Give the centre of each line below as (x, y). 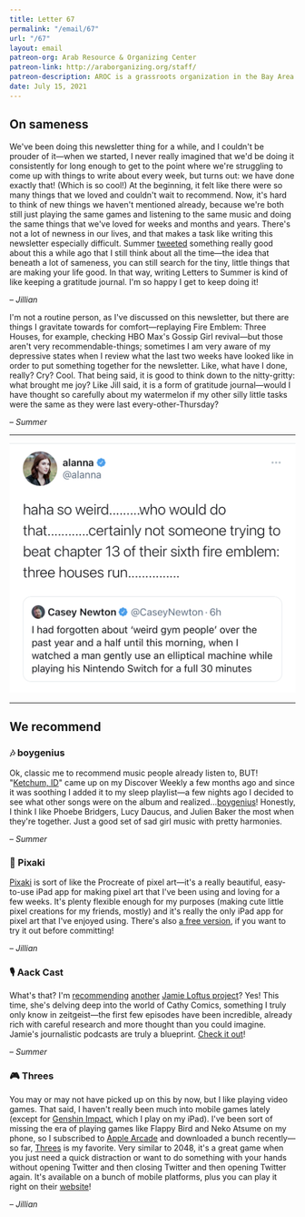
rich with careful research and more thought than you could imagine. (138, 1025)
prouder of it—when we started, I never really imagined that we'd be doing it (152, 156)
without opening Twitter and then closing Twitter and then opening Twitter (148, 1167)
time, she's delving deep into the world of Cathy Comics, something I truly (148, 1005)
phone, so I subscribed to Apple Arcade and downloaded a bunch (133, 1138)
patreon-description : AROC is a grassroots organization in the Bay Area (152, 77)
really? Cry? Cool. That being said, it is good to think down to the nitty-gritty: (152, 375)
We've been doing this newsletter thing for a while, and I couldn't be (137, 147)
